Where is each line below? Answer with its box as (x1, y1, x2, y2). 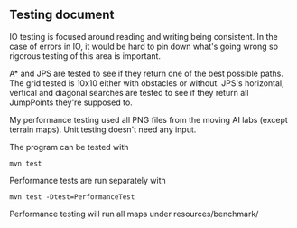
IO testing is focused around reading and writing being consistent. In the (9, 31, 278, 42)
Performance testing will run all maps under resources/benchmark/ (9, 208, 259, 219)
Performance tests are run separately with (9, 175, 167, 185)
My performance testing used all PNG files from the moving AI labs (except (9, 114, 289, 125)
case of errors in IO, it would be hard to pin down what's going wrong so (9, 41, 278, 52)
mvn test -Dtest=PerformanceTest (9, 192, 135, 202)
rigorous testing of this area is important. (9, 50, 161, 62)
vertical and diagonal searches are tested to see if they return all (9, 87, 249, 98)
